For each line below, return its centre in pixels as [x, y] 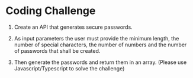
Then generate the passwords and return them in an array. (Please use [100, 62]
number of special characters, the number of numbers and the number [100, 45]
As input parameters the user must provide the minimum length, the [96, 38]
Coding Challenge [51, 11]
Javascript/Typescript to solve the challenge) [69, 68]
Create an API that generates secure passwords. [73, 27]
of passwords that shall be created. [57, 50]
